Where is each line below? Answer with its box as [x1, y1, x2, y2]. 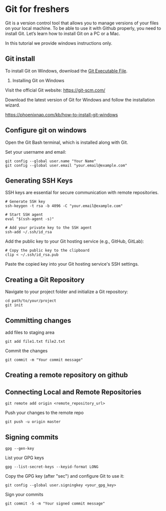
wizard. [5, 102, 21, 108]
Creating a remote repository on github [5, 371, 128, 379]
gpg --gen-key [5, 446, 35, 451]
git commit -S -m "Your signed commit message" [5, 501, 106, 506]
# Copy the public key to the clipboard [5, 248, 90, 253]
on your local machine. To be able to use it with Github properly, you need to [5, 25, 161, 31]
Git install [5, 55, 36, 63]
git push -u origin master [5, 419, 61, 424]
